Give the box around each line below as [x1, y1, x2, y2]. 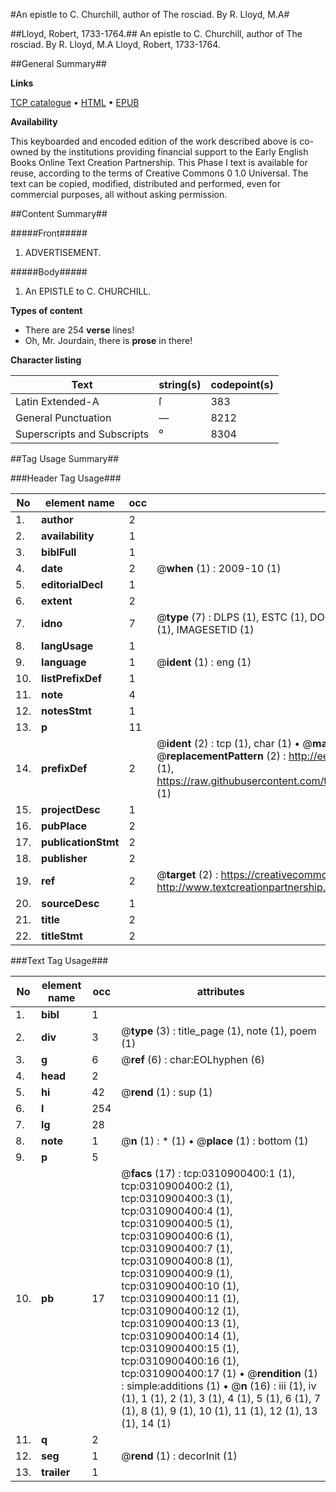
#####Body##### [10, 266, 88, 278]
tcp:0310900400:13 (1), [121, 1317, 240, 1330]
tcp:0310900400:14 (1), [121, 1329, 240, 1343]
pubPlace [41, 819, 88, 833]
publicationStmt [41, 835, 120, 849]
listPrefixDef [41, 672, 103, 685]
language [41, 655, 87, 669]
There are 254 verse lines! [24, 324, 135, 336]
